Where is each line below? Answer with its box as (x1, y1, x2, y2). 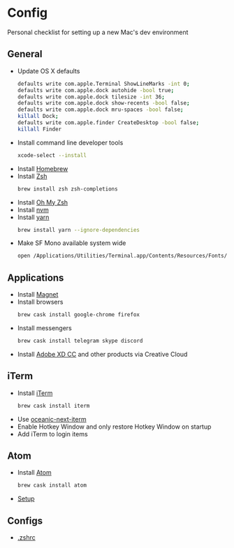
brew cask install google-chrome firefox (17, 311, 140, 318)
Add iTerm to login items (17, 429, 89, 438)
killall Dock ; (17, 113, 59, 120)
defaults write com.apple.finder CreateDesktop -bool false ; (17, 119, 200, 126)
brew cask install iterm (17, 402, 90, 409)
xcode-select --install (17, 151, 87, 158)
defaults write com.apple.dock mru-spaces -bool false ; (17, 106, 184, 113)
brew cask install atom (17, 482, 87, 489)
